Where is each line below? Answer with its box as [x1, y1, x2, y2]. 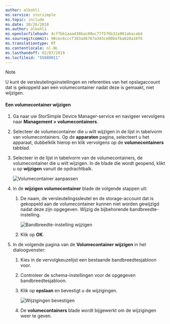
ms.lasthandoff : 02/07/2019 [5, 50, 65, 55]
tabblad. [12, 144, 31, 151]
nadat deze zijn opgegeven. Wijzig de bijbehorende [20, 206, 129, 212]
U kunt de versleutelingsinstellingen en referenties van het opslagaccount [5, 79, 160, 85]
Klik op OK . [20, 231, 44, 237]
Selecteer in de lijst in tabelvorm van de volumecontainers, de [12, 155, 143, 161]
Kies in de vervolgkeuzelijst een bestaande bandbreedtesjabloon [20, 256, 157, 263]
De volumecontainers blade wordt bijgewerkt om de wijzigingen [20, 307, 157, 313]
